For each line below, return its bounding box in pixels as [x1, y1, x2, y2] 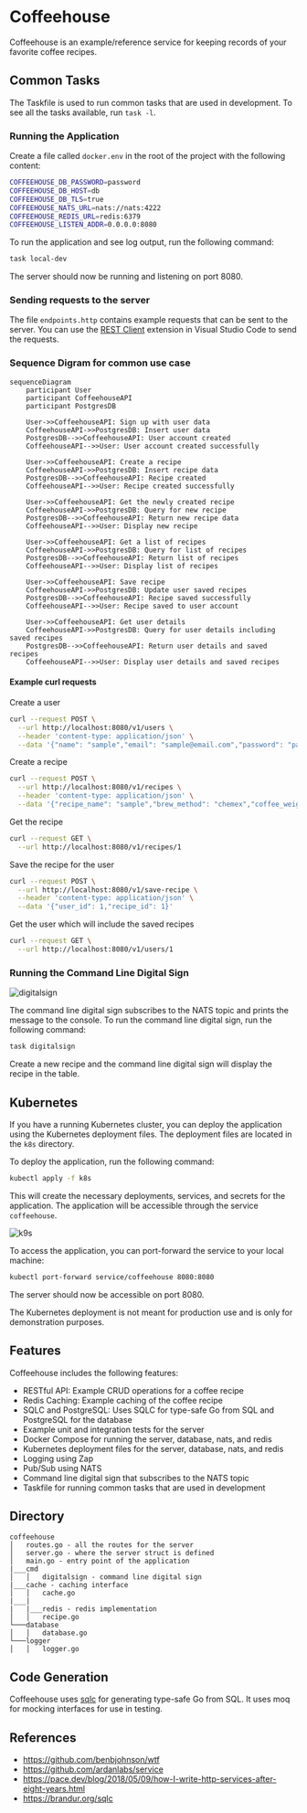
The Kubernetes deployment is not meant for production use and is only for [9, 1307, 293, 1318]
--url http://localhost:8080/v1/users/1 [17, 945, 174, 954]
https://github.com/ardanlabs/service [22, 1764, 164, 1775]
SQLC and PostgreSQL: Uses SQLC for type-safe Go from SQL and [22, 1405, 275, 1415]
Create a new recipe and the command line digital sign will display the [9, 1058, 272, 1070]
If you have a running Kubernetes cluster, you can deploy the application [9, 1119, 283, 1129]
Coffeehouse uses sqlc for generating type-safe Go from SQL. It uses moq [9, 1693, 291, 1705]
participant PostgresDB [26, 401, 117, 410]
